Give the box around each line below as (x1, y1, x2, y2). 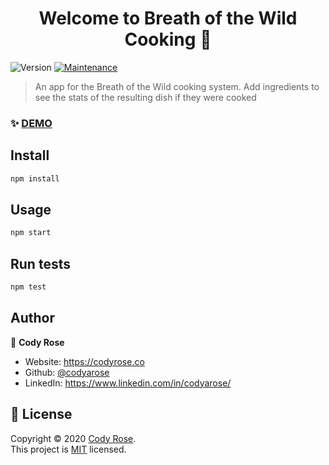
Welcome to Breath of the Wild (38, 7, 298, 30)
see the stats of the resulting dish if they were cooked (34, 91, 257, 103)
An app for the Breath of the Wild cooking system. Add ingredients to (34, 80, 320, 92)
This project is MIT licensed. (10, 443, 127, 455)
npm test (10, 282, 47, 292)
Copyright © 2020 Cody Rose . (10, 432, 137, 444)
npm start (10, 228, 52, 238)
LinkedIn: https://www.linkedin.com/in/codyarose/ (24, 377, 232, 389)
